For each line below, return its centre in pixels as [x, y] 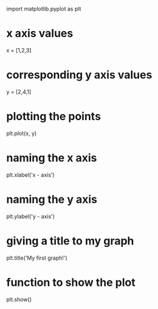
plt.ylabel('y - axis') [31, 216]
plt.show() [19, 299]
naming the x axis [52, 158]
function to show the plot [71, 282]
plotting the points [54, 117]
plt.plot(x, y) [22, 133]
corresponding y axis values [79, 75]
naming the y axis [52, 199]
